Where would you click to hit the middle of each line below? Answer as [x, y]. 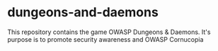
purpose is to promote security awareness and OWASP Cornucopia [105, 39]
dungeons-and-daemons [83, 12]
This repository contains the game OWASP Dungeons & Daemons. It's [109, 32]
